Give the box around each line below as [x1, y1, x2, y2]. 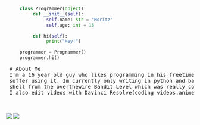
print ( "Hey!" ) [46, 39, 82, 45]
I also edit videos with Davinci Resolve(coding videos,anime [9, 89, 195, 96]
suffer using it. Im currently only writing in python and [9, 77, 186, 84]
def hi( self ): [32, 33, 68, 39]
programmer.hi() [19, 55, 60, 61]
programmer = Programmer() [19, 49, 86, 55]
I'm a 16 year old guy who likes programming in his [9, 71, 167, 78]
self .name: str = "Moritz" [46, 17, 113, 23]
